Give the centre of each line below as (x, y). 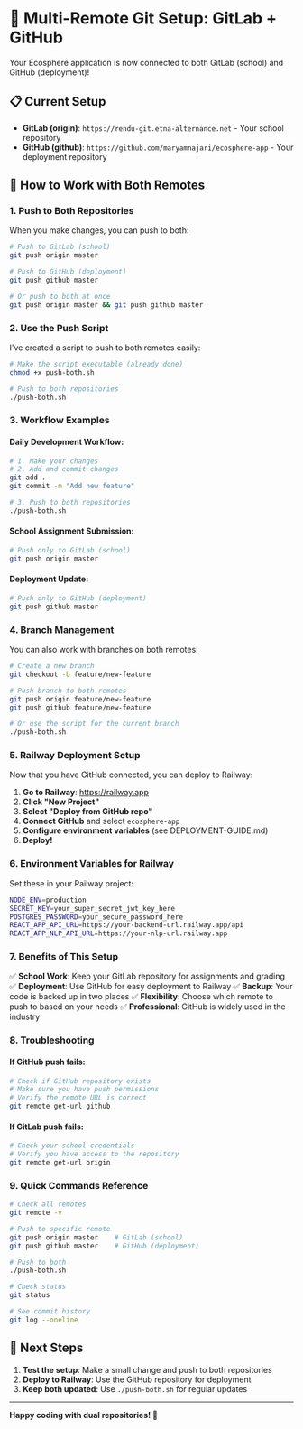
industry (25, 1017)
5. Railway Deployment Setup (75, 756)
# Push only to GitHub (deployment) (78, 599)
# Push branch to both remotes (68, 691)
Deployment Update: (49, 579)
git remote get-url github (60, 1106)
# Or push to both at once (60, 296)
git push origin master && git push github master (106, 305)
